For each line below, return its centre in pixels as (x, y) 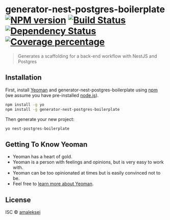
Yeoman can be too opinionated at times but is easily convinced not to (87, 173)
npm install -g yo (25, 105)
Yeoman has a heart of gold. (42, 157)
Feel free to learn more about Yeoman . (53, 184)
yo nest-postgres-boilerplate (38, 129)
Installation (23, 78)
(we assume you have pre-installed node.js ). (52, 95)
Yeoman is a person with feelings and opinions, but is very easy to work (88, 162)
